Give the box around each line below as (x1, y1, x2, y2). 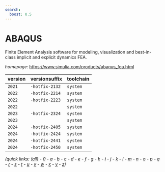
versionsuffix (30, 76, 62, 83)
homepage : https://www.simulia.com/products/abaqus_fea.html (5, 64, 134, 70)
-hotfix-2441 (30, 138, 61, 143)
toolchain (67, 76, 90, 83)
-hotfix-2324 (30, 111, 61, 116)
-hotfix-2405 (30, 124, 61, 130)
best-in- (135, 49, 152, 55)
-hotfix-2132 (30, 84, 61, 89)
